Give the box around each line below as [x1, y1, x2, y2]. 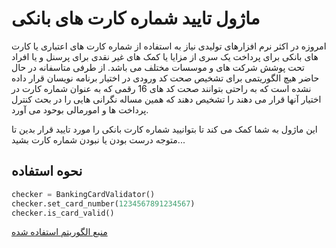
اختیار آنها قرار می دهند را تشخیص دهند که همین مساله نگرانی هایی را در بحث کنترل [11, 93, 322, 105]
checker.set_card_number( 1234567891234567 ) [11, 198, 196, 209]
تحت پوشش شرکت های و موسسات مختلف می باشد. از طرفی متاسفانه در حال [11, 61, 305, 73]
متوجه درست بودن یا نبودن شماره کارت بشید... [11, 133, 186, 146]
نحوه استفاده [11, 163, 83, 180]
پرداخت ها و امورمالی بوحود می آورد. [11, 103, 149, 116]
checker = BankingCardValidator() [11, 189, 156, 199]
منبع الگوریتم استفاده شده [11, 226, 108, 238]
